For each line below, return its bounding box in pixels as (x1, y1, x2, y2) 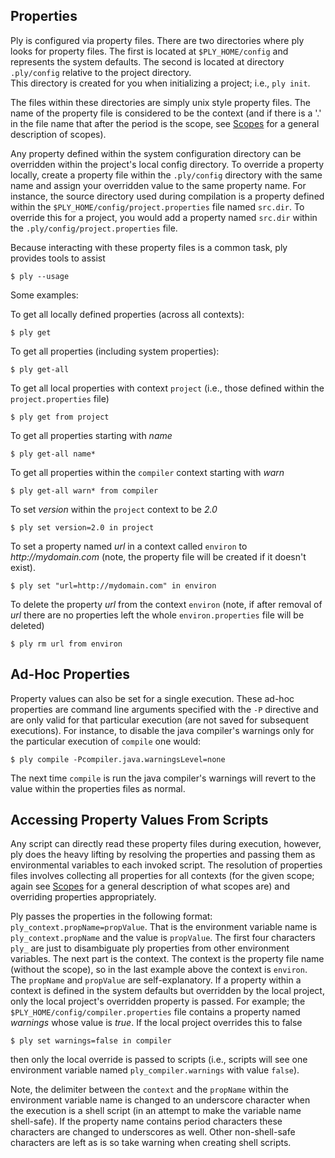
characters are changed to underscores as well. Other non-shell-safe (10, 1126, 296, 1138)
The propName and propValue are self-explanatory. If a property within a (10, 974, 302, 986)
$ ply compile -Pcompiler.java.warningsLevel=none (10, 754, 226, 764)
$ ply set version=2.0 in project (10, 522, 155, 533)
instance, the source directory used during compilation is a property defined (10, 190, 325, 202)
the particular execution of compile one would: (10, 735, 202, 747)
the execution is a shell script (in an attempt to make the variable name (10, 1105, 302, 1117)
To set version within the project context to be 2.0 (10, 503, 218, 515)
